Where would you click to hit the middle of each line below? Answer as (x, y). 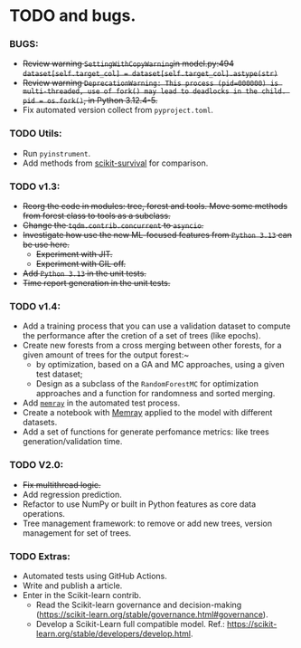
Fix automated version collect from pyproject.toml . (118, 110)
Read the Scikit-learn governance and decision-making (139, 605)
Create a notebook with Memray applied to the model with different (147, 413)
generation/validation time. (72, 442)
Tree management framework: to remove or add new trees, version (147, 523)
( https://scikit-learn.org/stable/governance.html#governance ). (152, 614)
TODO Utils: (36, 134)
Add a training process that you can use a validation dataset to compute (156, 326)
